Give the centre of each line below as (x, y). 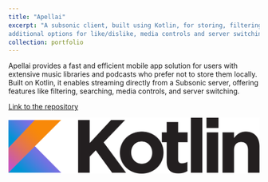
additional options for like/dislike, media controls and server (119, 34)
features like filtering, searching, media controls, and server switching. (124, 91)
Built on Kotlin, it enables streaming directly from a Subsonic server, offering (134, 83)
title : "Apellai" (37, 17)
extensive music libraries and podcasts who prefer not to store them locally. (133, 74)
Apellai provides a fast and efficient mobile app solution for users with (123, 66)
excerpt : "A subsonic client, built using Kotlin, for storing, (117, 25)
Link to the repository (43, 107)
